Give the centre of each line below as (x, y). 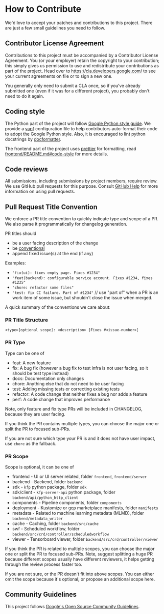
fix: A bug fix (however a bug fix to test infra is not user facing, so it (80, 368)
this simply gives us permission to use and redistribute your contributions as (82, 65)
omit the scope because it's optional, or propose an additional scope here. (80, 579)
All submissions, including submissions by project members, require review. (81, 181)
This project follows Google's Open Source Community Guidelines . (72, 606)
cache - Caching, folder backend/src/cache (55, 524)
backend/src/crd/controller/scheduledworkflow (60, 534)
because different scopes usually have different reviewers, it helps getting (80, 559)
